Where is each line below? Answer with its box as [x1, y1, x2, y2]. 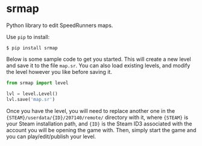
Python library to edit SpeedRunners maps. [6, 22, 113, 29]
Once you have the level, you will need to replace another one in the [6, 107, 175, 114]
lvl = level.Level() [6, 91, 58, 97]
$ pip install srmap [6, 44, 58, 51]
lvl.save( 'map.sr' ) [6, 96, 55, 102]
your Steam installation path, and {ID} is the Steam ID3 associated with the [6, 120, 192, 127]
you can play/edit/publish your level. [6, 133, 96, 140]
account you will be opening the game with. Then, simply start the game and [6, 126, 197, 133]
